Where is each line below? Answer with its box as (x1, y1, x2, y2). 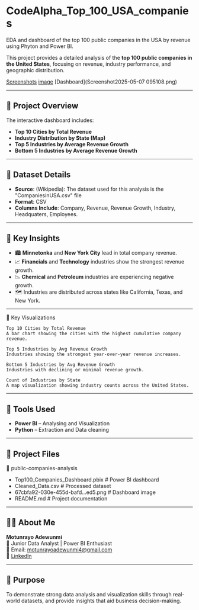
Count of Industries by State (6, 377, 81, 383)
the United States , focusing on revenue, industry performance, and (6, 60, 171, 68)
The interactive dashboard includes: (6, 117, 94, 124)
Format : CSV (14, 198, 47, 205)
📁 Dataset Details (6, 170, 71, 180)
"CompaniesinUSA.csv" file (14, 191, 82, 199)
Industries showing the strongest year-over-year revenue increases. (6, 351, 182, 358)
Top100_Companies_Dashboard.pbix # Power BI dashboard (14, 476, 159, 483)
